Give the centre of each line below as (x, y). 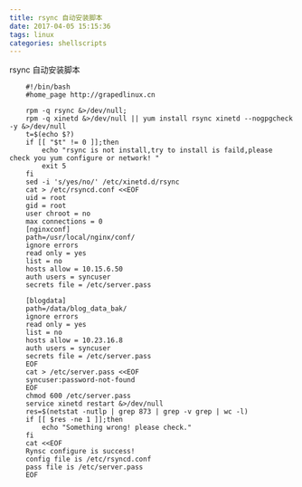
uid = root (46, 198)
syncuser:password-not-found (80, 380)
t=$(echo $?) (50, 135)
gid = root (46, 206)
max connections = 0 (64, 222)
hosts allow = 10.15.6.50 (75, 269)
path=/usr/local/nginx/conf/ (80, 238)
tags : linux (32, 34)
